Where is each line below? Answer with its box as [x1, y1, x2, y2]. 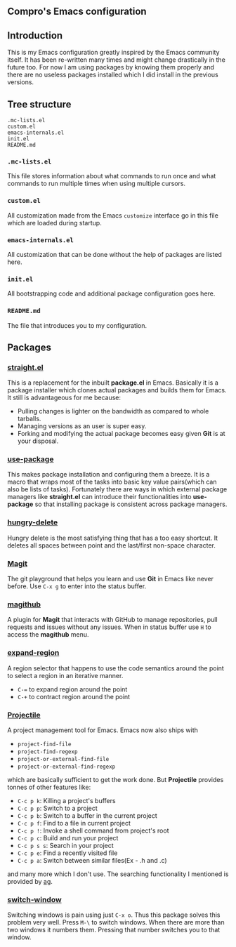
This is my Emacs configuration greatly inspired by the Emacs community [7, 48, 220, 57]
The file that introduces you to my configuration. [7, 321, 147, 329]
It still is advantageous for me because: [7, 393, 122, 402]
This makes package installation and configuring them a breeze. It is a [7, 470, 210, 479]
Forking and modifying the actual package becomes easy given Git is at [17, 430, 226, 438]
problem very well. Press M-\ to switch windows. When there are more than [7, 918, 225, 927]
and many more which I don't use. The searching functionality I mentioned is [7, 870, 229, 878]
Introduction [7, 29, 63, 41]
